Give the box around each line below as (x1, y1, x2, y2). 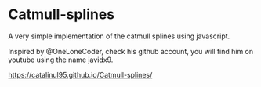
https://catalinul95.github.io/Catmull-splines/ (8, 70, 153, 79)
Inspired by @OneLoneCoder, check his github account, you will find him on (8, 46, 254, 56)
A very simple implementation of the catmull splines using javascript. (8, 31, 230, 41)
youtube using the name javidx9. (8, 55, 114, 64)
